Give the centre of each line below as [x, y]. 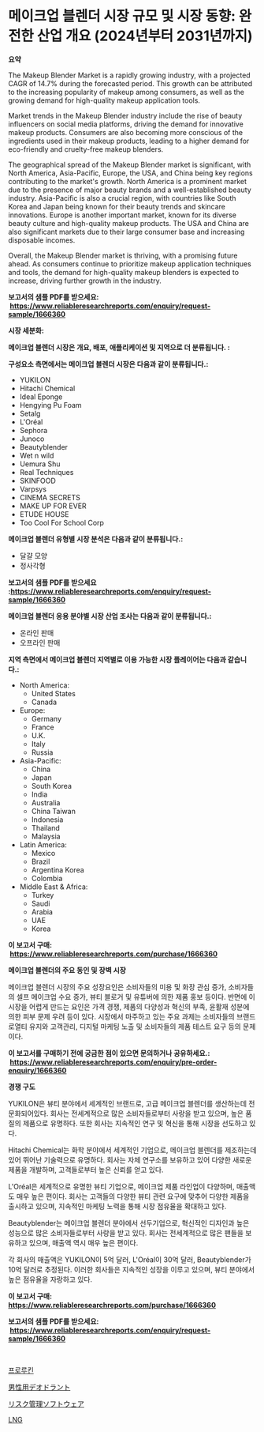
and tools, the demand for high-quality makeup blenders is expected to [123, 272]
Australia [46, 802]
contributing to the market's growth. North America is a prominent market [127, 181]
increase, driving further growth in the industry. [85, 281]
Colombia [47, 878]
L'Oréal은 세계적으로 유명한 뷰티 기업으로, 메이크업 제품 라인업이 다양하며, [121, 1186]
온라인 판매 [37, 632]
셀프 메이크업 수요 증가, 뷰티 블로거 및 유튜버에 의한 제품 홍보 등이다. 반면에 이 [136, 997]
